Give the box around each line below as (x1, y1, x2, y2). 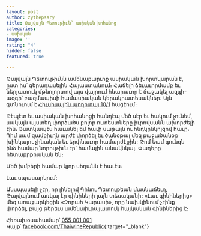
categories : (6, 25, 36, 32)
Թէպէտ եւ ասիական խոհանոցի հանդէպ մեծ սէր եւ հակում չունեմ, (6, 112, 193, 120)
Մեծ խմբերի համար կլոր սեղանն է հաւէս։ (6, 162, 123, 169)
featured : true (6, 53, 44, 59)
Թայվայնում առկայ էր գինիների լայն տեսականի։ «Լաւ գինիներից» (6, 192, 193, 199)
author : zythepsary (6, 14, 55, 20)
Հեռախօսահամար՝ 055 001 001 (6, 216, 92, 223)
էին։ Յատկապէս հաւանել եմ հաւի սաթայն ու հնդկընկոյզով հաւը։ (6, 125, 190, 132)
